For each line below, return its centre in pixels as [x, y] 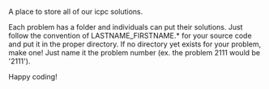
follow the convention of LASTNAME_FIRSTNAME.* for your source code [130, 36]
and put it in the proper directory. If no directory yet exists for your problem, [135, 44]
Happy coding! [33, 77]
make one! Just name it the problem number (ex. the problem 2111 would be [134, 53]
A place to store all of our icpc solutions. [76, 12]
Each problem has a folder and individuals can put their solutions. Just [126, 27]
